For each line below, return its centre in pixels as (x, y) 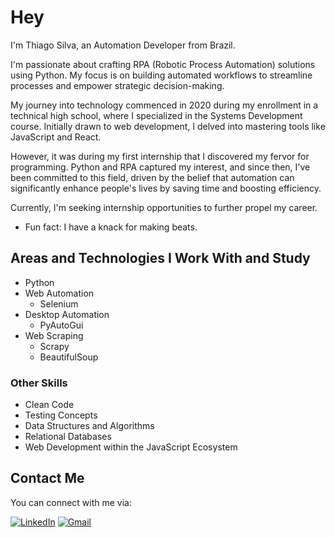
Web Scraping (54, 335)
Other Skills (39, 383)
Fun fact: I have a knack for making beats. (111, 227)
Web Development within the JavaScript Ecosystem (131, 447)
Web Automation (59, 293)
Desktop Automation (67, 314)
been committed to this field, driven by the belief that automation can (152, 177)
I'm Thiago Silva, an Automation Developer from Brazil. (123, 45)
